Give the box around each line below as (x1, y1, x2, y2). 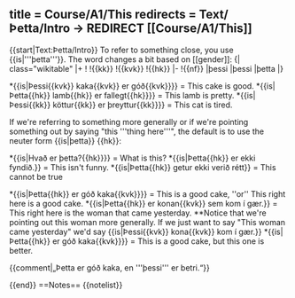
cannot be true (9, 171, 64, 182)
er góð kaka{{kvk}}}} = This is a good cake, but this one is (51, 235, 265, 247)
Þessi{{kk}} (9, 99, 51, 110)
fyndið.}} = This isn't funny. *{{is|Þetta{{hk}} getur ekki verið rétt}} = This (9, 161, 276, 172)
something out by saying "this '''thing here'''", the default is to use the (9, 126, 264, 137)
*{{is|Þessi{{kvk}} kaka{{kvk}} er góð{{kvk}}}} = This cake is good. (9, 80, 254, 91)
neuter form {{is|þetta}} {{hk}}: (9, 135, 122, 145)
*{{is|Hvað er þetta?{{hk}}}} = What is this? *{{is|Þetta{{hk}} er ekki (9, 153, 256, 163)
